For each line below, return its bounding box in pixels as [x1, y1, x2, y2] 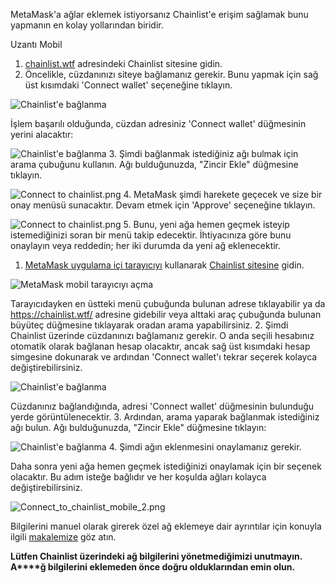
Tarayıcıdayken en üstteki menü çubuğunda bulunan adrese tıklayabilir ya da [10, 298, 326, 309]
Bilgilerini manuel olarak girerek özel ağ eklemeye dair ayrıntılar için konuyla [10, 520, 322, 532]
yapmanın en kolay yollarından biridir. [10, 19, 164, 31]
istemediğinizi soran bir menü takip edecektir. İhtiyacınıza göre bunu [10, 229, 292, 241]
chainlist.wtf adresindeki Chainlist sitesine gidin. [24, 58, 223, 69]
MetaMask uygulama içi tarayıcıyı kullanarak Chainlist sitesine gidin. [24, 259, 305, 271]
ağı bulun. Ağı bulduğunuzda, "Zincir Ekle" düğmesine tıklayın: [10, 422, 267, 433]
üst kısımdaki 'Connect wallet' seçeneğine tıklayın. [24, 79, 233, 91]
